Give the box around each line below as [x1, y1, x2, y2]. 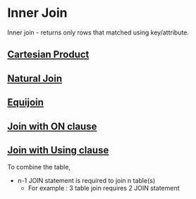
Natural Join [7, 72, 63, 84]
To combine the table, [7, 163, 71, 172]
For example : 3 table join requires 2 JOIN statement [27, 184, 180, 193]
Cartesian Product [7, 49, 90, 60]
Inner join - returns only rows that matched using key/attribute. [7, 28, 189, 37]
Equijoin [7, 96, 44, 108]
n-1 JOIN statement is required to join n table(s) [17, 176, 156, 185]
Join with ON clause [7, 120, 97, 132]
